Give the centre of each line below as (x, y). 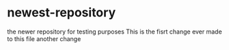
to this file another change (44, 38)
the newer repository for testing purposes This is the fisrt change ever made (114, 32)
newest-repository (62, 13)
